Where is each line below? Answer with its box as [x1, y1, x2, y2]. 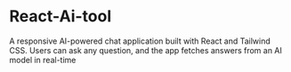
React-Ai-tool [9, 6, 112, 27]
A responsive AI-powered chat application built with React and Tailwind [9, 36, 271, 46]
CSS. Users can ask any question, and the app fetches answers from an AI [9, 44, 283, 55]
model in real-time [9, 54, 77, 65]
